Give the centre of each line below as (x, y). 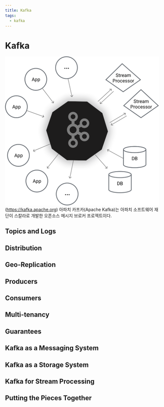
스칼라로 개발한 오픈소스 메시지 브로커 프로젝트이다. (63, 216)
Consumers (23, 298)
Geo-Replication (31, 265)
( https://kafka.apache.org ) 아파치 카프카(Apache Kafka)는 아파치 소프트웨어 (79, 210)
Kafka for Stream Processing (50, 382)
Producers (21, 281)
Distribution (24, 248)
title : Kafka (18, 10)
